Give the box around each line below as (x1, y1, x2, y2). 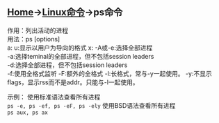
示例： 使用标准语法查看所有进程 (7, 93, 101, 101)
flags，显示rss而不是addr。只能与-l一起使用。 (7, 78, 139, 86)
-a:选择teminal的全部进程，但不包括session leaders (7, 52, 154, 60)
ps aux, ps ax (7, 109, 49, 116)
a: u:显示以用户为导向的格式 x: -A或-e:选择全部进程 (7, 44, 153, 52)
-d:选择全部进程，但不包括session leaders (7, 61, 128, 69)
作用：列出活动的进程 (7, 26, 68, 35)
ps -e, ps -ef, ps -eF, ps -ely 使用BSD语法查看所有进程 (7, 101, 176, 109)
